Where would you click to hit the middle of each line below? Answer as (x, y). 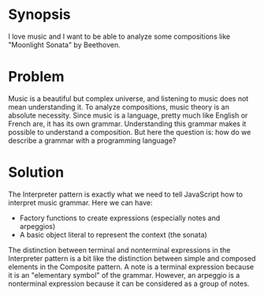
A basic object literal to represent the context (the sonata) (113, 234)
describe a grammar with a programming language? (92, 141)
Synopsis (39, 15)
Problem (36, 77)
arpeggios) (37, 226)
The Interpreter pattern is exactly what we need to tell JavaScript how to (125, 194)
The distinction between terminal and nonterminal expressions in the (119, 249)
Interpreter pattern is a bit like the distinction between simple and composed (132, 258)
